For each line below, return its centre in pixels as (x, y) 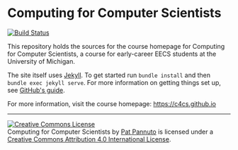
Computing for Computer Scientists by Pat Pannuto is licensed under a (110, 132)
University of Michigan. (41, 61)
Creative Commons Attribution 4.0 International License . (89, 139)
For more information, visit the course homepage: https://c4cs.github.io (112, 103)
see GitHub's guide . (36, 90)
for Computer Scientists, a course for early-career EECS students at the (112, 54)
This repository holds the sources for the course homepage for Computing (116, 46)
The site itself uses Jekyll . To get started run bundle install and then (109, 75)
